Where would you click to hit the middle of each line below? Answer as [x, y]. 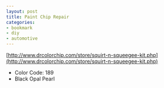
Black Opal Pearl [35, 79]
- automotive [22, 38]
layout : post [22, 11]
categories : [20, 22]
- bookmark [19, 28]
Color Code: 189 [34, 73]
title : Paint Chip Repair [37, 17]
